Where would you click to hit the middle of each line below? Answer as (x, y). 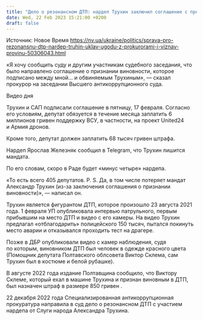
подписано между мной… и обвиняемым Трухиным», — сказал (89, 78)
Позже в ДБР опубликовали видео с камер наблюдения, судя (86, 242)
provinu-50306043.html (36, 53)
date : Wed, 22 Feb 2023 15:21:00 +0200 (56, 18)
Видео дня (20, 96)
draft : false (23, 23)
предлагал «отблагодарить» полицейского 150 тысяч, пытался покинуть (100, 224)
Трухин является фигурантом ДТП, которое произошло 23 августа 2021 (99, 205)
